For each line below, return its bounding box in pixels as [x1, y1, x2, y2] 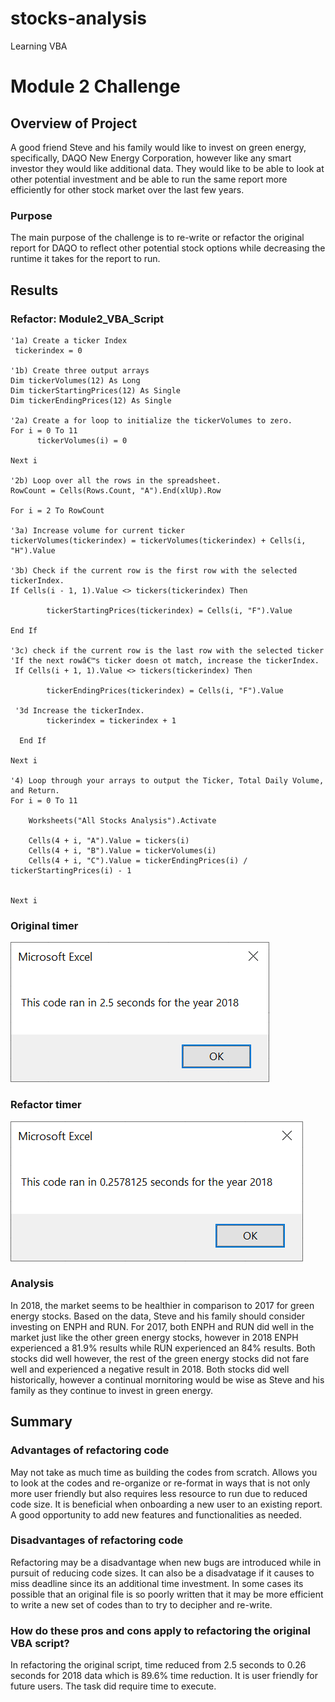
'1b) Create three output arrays [10, 365, 150, 376]
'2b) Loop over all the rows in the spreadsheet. [10, 475, 222, 486]
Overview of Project [10, 115, 138, 132]
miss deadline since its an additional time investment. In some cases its [10, 1577, 304, 1589]
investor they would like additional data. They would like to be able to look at [10, 162, 325, 174]
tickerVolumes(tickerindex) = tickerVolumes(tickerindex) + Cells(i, [10, 535, 307, 546]
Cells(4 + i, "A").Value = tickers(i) [28, 835, 190, 846]
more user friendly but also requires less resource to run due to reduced [10, 1487, 308, 1499]
